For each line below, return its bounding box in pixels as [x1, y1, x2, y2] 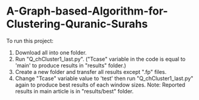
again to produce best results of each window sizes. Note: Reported [15, 81, 186, 88]
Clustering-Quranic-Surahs [6, 17, 148, 31]
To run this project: [6, 37, 53, 44]
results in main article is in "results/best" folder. [15, 87, 134, 95]
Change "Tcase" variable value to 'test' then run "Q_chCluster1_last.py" [15, 75, 194, 82]
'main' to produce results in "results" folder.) [15, 62, 126, 69]
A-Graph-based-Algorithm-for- [6, 4, 168, 18]
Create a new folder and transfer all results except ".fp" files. [15, 68, 167, 75]
